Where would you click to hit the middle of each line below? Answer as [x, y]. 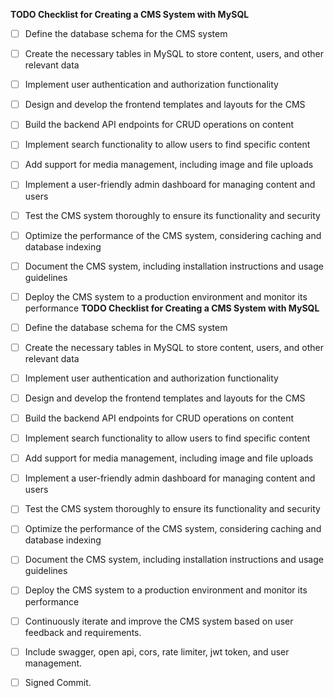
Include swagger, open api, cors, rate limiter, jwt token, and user [157, 651]
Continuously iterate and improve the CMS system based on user [159, 621]
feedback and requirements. [83, 632]
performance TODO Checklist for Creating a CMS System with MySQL [172, 308]
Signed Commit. [58, 682]
